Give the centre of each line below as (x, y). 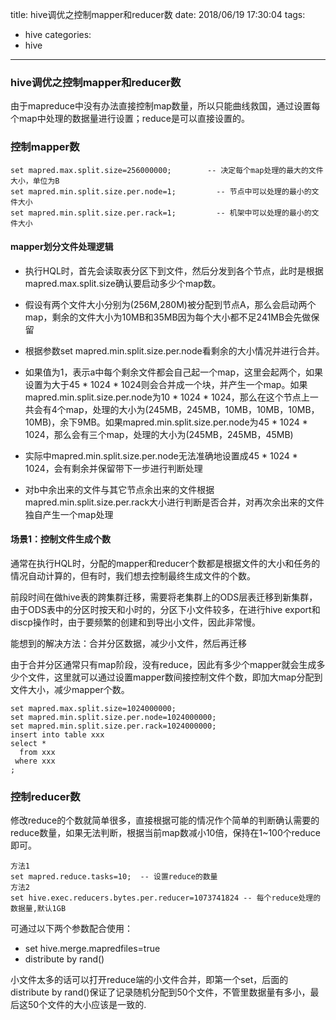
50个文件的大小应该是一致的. (87, 1005)
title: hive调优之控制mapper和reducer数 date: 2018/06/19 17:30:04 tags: (158, 14)
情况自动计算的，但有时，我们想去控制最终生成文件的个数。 (133, 576)
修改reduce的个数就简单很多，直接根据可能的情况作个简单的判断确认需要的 (165, 820)
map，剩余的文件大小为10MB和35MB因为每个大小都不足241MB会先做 (168, 317)
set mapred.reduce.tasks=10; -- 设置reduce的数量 (114, 877)
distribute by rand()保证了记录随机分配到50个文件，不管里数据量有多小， (160, 992)
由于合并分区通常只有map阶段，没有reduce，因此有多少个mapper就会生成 (163, 664)
